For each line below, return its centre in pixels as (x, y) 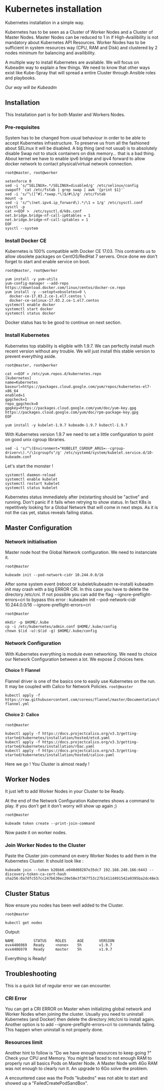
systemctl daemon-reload (30, 475)
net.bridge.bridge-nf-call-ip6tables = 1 (48, 216)
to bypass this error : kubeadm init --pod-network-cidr (81, 600)
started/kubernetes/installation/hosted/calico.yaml (60, 755)
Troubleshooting (31, 974)
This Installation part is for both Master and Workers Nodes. (65, 114)
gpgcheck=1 (16, 400)
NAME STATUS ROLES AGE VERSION (60, 941)
